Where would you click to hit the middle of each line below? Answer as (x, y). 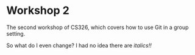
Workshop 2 (38, 11)
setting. (16, 33)
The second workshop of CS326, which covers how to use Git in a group (97, 27)
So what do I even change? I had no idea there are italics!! (79, 45)
